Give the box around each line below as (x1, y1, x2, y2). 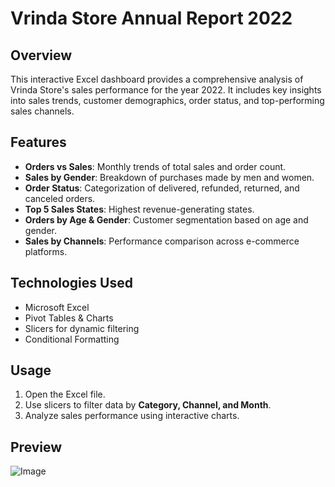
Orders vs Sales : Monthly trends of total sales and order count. (24, 160, 287, 172)
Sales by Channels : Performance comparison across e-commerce (24, 235, 300, 247)
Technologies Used (10, 275, 133, 292)
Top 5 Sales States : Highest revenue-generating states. (24, 203, 255, 215)
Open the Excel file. (24, 388, 106, 401)
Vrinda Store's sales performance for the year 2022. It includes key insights (10, 84, 322, 96)
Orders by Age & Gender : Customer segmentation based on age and (24, 213, 309, 226)
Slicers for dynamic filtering (24, 322, 140, 334)
